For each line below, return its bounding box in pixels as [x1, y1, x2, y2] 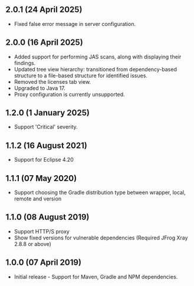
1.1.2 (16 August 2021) [5, 140, 88, 150]
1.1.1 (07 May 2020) [5, 173, 77, 183]
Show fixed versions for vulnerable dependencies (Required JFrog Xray [14, 234, 188, 241]
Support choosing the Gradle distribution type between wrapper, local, [14, 189, 186, 196]
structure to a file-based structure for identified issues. [14, 72, 148, 79]
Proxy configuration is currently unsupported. [14, 91, 125, 98]
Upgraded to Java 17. [14, 84, 65, 91]
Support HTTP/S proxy [14, 228, 70, 235]
